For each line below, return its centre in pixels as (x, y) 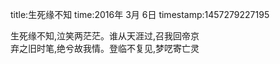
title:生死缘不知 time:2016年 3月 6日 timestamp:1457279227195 (140, 14)
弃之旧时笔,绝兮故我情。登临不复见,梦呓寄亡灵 (105, 48)
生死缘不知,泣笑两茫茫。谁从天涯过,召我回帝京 (105, 36)
